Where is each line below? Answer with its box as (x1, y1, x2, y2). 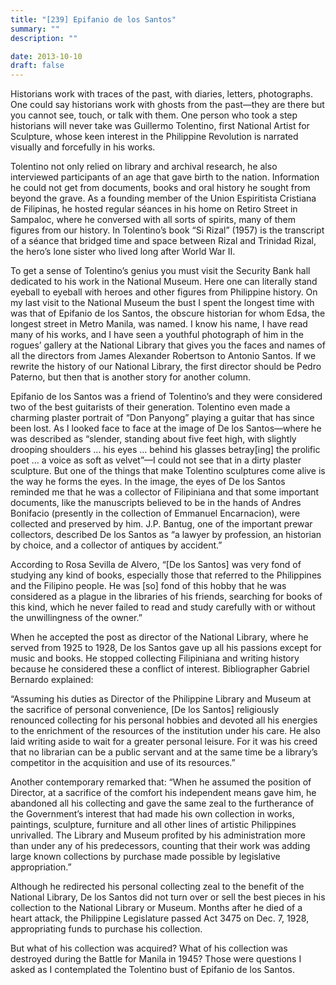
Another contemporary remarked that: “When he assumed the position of (10, 776, 312, 788)
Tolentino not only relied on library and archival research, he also (10, 161, 278, 173)
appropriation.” (10, 861, 72, 873)
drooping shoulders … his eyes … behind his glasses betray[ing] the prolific (10, 444, 321, 456)
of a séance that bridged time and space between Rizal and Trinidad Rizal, (10, 235, 317, 247)
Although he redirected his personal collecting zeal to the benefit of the (10, 881, 305, 893)
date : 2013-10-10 (10, 51, 83, 61)
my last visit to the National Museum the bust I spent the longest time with (10, 297, 315, 309)
